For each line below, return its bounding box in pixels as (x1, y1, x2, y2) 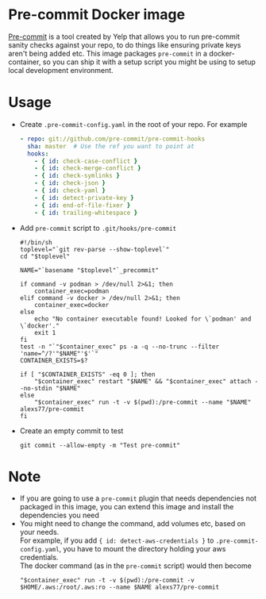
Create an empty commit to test (19, 426, 124, 436)
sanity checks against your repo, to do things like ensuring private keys (8, 40, 241, 49)
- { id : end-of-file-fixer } (34, 201, 131, 209)
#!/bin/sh (19, 238, 53, 247)
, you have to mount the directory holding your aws (59, 544, 226, 554)
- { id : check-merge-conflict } (34, 164, 141, 172)
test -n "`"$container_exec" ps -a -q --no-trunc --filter (19, 343, 220, 351)
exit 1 (34, 328, 56, 336)
